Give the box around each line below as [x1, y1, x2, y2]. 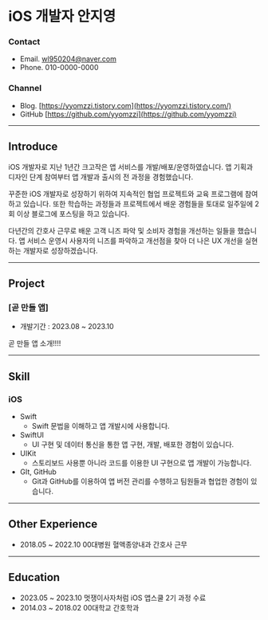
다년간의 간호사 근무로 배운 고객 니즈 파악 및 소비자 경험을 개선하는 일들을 [8, 226, 236, 235]
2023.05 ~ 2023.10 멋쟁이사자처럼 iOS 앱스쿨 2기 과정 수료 [19, 593, 207, 602]
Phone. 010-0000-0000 [19, 63, 99, 73]
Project [8, 277, 45, 290]
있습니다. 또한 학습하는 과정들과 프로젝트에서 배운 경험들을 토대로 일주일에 [22, 198, 254, 208]
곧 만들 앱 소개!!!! [8, 339, 61, 348]
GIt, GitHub [19, 467, 57, 477]
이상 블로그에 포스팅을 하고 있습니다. [16, 209, 130, 218]
